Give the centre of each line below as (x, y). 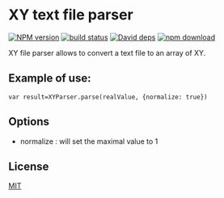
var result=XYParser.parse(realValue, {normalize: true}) (108, 97)
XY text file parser (71, 15)
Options (29, 122)
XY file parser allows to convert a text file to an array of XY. (107, 53)
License (29, 166)
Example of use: (50, 78)
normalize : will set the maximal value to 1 (89, 141)
